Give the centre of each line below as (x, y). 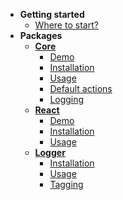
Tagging (66, 184)
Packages (41, 35)
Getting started (52, 14)
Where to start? (66, 25)
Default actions (81, 88)
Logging (67, 99)
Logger (50, 152)
